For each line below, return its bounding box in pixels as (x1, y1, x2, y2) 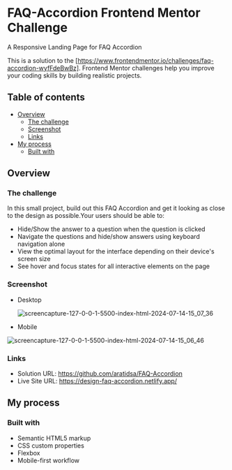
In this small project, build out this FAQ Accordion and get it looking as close (7, 204, 225, 212)
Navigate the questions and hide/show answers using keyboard (17, 233, 200, 241)
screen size (17, 255, 51, 263)
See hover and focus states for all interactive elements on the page (17, 262, 210, 270)
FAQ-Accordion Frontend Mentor (7, 5, 201, 21)
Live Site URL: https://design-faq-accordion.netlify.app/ (17, 377, 178, 385)
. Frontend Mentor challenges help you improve (79, 64, 215, 72)
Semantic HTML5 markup (17, 434, 91, 442)
